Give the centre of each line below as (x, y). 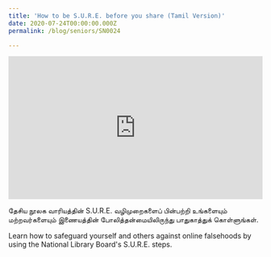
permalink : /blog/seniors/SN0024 (65, 31)
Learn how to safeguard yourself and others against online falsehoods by (130, 235)
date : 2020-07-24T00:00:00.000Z (63, 23)
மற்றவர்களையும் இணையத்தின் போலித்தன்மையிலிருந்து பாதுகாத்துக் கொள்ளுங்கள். (133, 219)
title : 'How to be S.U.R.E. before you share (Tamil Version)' (117, 16)
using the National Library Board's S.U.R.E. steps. (90, 244)
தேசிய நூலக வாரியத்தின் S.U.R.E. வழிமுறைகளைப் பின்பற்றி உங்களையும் (118, 210)
